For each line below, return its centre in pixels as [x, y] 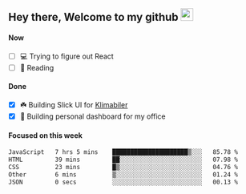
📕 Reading [37, 67]
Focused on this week [45, 135]
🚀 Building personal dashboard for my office [93, 116]
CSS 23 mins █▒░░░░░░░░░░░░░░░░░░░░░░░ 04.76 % [123, 167]
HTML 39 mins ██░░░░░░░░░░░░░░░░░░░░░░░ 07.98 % [123, 160]
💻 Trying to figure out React [67, 56]
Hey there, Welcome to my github [93, 17]
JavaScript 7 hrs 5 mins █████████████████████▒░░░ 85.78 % [123, 152]
